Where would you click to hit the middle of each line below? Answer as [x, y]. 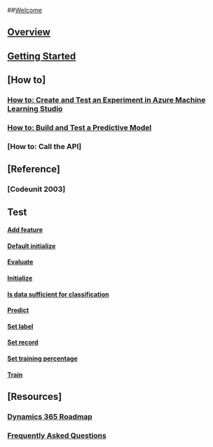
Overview [29, 32]
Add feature [25, 230]
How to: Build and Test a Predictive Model [80, 128]
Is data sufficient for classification [58, 294]
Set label [20, 326]
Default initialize [32, 246]
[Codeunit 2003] [36, 189]
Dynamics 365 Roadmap [50, 416]
